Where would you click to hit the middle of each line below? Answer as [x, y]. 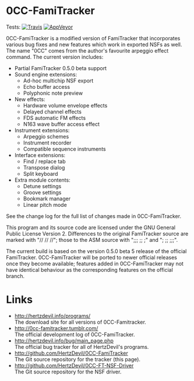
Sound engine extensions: [46, 74]
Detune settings [42, 186]
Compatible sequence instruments [64, 149]
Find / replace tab [44, 161]
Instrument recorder [47, 143]
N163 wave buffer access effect [61, 124]
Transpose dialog [44, 167]
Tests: [13, 27]
